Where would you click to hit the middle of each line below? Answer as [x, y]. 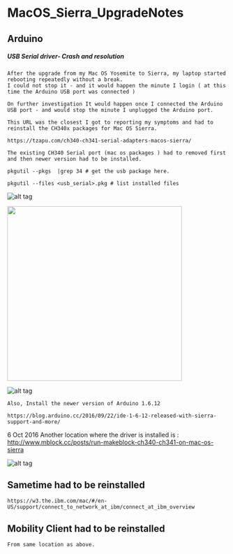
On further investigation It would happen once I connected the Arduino [115, 104]
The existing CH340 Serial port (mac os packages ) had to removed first [117, 153]
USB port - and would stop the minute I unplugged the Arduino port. [111, 110]
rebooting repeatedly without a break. [65, 79]
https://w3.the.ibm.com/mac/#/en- [58, 501]
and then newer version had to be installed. [74, 159]
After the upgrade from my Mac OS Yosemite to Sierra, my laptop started [117, 73]
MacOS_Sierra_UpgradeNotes [96, 13]
